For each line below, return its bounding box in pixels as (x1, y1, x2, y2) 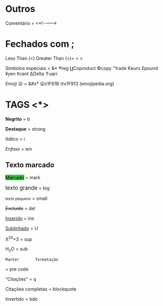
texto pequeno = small (5, 195, 48, 201)
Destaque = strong (5, 125, 46, 132)
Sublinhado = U (5, 225, 38, 231)
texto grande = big (5, 184, 50, 191)
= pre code (5, 266, 29, 273)
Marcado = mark (5, 174, 40, 181)
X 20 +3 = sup (5, 235, 32, 242)
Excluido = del (5, 205, 36, 211)
